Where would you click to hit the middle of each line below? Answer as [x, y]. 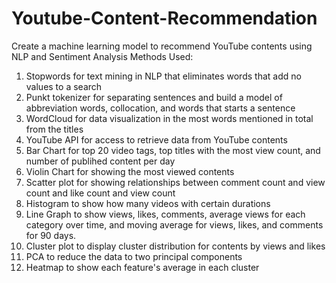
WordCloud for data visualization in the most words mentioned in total [169, 118]
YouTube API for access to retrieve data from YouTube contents [156, 139]
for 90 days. [51, 235]
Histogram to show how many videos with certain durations [148, 203]
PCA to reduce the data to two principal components [134, 256]
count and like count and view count [100, 193]
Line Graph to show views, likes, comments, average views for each [165, 214]
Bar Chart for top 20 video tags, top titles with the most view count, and [173, 150]
